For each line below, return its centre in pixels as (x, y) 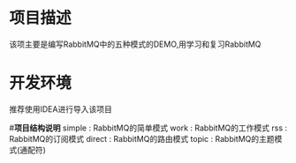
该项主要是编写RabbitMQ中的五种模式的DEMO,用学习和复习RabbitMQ (135, 44)
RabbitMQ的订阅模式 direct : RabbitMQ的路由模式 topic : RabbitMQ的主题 (142, 138)
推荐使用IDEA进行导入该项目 (61, 109)
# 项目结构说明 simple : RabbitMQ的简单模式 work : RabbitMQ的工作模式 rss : (148, 128)
